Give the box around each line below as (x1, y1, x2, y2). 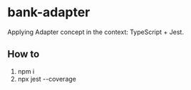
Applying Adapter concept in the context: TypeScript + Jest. (7, 28, 184, 36)
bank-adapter (7, 4, 91, 21)
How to (7, 48, 40, 60)
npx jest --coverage (17, 74, 77, 83)
